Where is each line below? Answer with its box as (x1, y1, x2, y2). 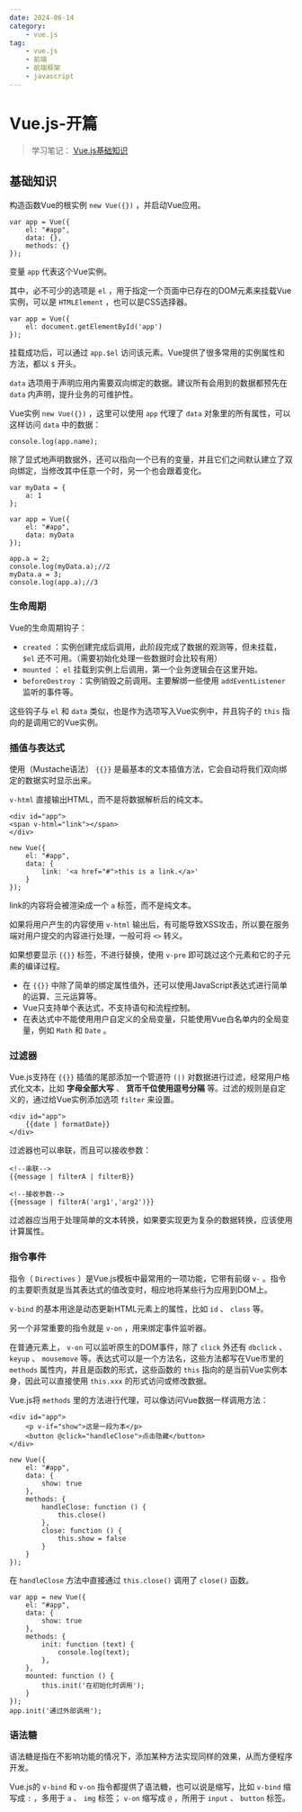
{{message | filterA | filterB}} (9, 1173, 135, 1182)
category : (9, 22, 47, 31)
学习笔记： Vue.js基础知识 (31, 145, 129, 156)
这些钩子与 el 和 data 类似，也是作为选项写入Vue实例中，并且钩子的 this (9, 705, 280, 716)
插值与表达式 (9, 741, 66, 754)
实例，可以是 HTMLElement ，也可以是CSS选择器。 (9, 296, 192, 307)
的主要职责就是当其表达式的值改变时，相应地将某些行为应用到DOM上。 (9, 1284, 272, 1295)
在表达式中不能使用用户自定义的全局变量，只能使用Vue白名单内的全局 (22, 1014, 281, 1025)
